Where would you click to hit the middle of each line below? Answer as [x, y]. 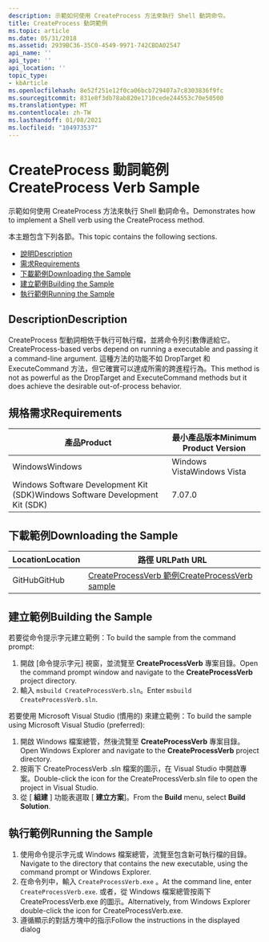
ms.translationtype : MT [48, 105]
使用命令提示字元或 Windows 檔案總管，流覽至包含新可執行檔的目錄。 [135, 854]
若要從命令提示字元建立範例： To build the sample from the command [122, 637]
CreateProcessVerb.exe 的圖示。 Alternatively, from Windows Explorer [135, 901]
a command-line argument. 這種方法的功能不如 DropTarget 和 [109, 358]
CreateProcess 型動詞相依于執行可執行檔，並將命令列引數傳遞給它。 [121, 340]
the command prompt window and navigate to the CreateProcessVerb [137, 672]
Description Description [68, 319]
